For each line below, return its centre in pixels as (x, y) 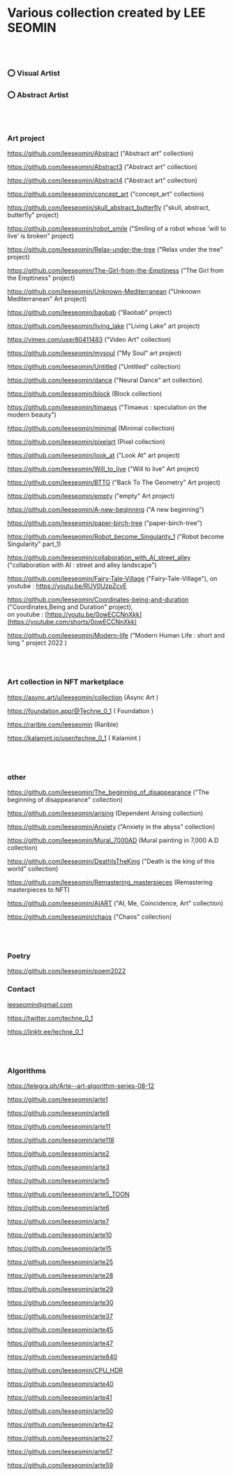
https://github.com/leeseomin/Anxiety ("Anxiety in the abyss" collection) (111, 827)
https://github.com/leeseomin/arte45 (60, 1329)
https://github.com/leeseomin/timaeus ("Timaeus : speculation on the (107, 408)
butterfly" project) (33, 215)
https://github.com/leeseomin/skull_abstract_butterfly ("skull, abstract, (109, 208)
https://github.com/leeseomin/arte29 (60, 1289)
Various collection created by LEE (106, 13)
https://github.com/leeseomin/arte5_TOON (69, 1194)
